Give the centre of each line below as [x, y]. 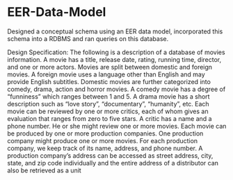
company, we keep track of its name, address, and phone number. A [105, 148]
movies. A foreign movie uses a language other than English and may [106, 74]
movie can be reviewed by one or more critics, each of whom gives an [108, 111]
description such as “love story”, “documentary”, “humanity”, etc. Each [109, 104]
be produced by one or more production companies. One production [105, 133]
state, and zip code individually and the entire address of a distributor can [113, 163]
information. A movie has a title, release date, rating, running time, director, [114, 59]
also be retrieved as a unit [44, 170]
